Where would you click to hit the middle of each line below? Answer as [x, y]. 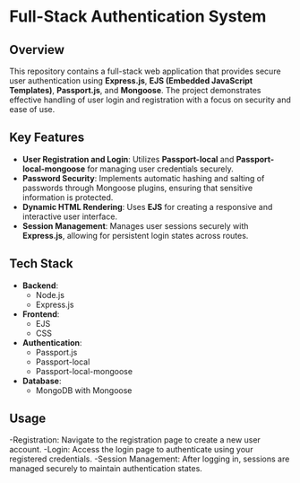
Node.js [50, 294]
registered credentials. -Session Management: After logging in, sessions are [150, 459]
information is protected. [68, 197]
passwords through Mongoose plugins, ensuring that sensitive [137, 188]
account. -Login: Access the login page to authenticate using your [131, 450]
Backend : [40, 285]
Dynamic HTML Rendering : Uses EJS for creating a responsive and [147, 206]
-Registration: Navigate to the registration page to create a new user [135, 440]
